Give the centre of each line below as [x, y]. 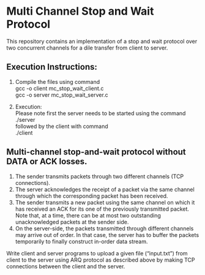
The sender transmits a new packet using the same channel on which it [105, 202]
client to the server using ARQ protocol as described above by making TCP [101, 260]
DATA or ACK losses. [47, 161]
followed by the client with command [61, 126]
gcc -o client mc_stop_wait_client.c [59, 88]
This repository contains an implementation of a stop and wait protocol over [102, 41]
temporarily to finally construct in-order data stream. [81, 241]
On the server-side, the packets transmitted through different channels [104, 228]
